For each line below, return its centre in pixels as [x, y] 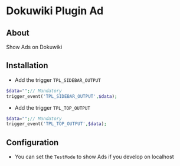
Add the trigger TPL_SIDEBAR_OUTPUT [58, 80]
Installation [27, 66]
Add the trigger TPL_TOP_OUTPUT [52, 107]
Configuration [32, 143]
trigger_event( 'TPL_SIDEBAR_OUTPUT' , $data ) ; [62, 96]
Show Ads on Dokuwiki [34, 47]
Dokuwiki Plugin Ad [55, 11]
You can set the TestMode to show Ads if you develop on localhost [94, 157]
